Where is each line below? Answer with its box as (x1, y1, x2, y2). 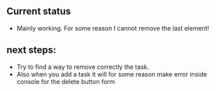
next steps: (6, 44, 57, 56)
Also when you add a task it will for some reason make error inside (16, 69, 208, 78)
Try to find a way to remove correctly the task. (16, 63, 149, 71)
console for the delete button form (16, 77, 115, 85)
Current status (6, 6, 71, 17)
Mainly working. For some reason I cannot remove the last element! (16, 24, 210, 32)
